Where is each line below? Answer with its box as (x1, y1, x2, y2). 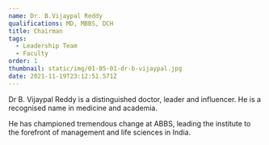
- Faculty (15, 49, 48, 58)
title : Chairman (8, 27, 63, 35)
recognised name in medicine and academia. (8, 103, 158, 113)
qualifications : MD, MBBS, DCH (8, 19, 114, 28)
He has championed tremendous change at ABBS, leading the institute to (8, 118, 251, 128)
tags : (8, 34, 27, 43)
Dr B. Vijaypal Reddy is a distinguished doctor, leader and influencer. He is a (8, 94, 261, 104)
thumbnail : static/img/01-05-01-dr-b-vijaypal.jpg (8, 65, 183, 73)
